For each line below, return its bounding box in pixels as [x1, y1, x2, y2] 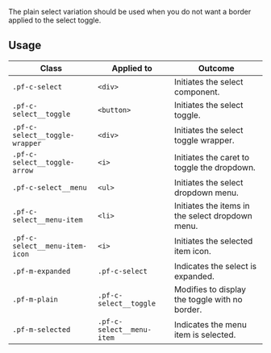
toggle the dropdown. [173, 161, 256, 172]
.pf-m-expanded [12, 266, 71, 276]
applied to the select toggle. [8, 15, 102, 25]
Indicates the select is [173, 260, 257, 272]
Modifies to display [173, 284, 246, 295]
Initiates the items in [173, 200, 250, 211]
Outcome [198, 62, 236, 73]
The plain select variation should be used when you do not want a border [8, 7, 252, 16]
